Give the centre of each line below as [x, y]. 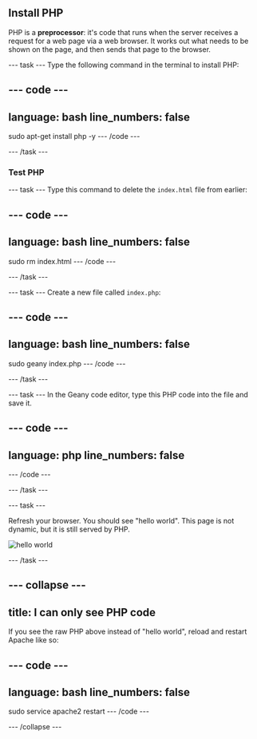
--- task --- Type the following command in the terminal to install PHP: [124, 65]
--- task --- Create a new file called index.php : [85, 292]
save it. [20, 403]
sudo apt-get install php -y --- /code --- [74, 136]
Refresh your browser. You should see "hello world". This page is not [121, 520]
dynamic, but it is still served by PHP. [69, 529]
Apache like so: [34, 640]
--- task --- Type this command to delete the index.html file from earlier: [128, 190]
